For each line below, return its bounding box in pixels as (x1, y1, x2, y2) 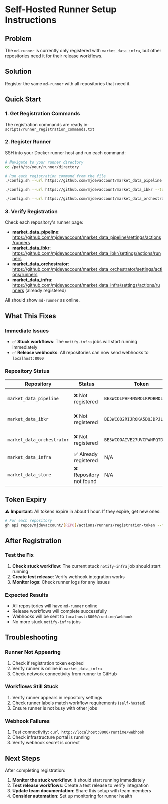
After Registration (5, 537, 62, 545)
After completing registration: (5, 767, 66, 773)
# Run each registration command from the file (5, 173, 106, 179)
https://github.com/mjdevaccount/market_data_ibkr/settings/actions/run (12, 250, 161, 256)
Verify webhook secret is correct (12, 740, 80, 746)
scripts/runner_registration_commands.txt (5, 127, 95, 132)
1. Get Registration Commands (5, 110, 80, 117)
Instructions (5, 14, 57, 26)
